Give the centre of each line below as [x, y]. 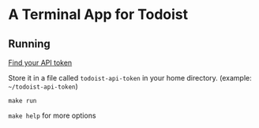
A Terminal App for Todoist [98, 15]
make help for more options [52, 115]
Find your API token [40, 62]
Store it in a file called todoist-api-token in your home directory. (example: [130, 78]
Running [30, 44]
